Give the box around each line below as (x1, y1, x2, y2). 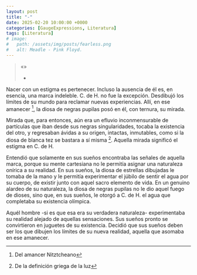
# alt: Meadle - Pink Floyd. (6, 47, 83, 53)
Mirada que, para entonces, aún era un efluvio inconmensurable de (6, 117, 169, 124)
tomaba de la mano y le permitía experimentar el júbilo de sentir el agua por (6, 173, 189, 180)
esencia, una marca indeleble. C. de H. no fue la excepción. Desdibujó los (6, 92, 184, 99)
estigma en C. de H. (6, 143, 54, 150)
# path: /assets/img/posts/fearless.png (6, 42, 111, 48)
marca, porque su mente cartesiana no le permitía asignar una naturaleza (6, 160, 183, 167)
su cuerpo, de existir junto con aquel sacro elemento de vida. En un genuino (6, 179, 190, 186)
